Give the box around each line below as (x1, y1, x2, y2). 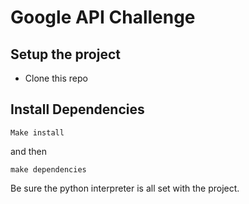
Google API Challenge (10, 6, 196, 29)
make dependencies (10, 164, 87, 175)
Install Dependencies (10, 101, 145, 118)
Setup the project (10, 46, 121, 63)
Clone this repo (24, 72, 88, 84)
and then (10, 145, 47, 157)
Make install (10, 127, 65, 138)
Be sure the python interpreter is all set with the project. (10, 182, 240, 194)
